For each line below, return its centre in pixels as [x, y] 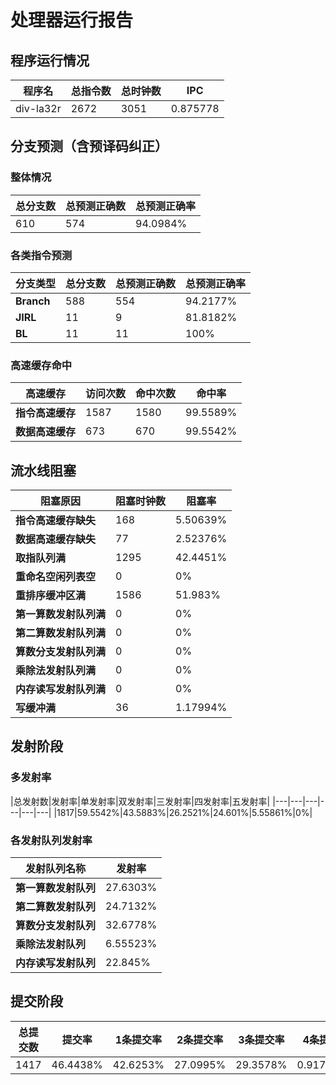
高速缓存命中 [41, 365]
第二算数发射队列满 [61, 633]
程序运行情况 [50, 60]
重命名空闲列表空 [56, 577]
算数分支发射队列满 [61, 652]
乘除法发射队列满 [56, 671]
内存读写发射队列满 [61, 689]
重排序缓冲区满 [51, 596]
